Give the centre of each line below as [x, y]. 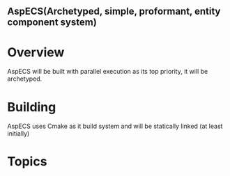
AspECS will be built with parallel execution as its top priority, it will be [108, 72]
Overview [36, 52]
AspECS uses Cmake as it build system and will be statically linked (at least [115, 126]
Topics [27, 162]
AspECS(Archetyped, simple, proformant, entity [114, 11]
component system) [52, 23]
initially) [18, 134]
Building [32, 107]
